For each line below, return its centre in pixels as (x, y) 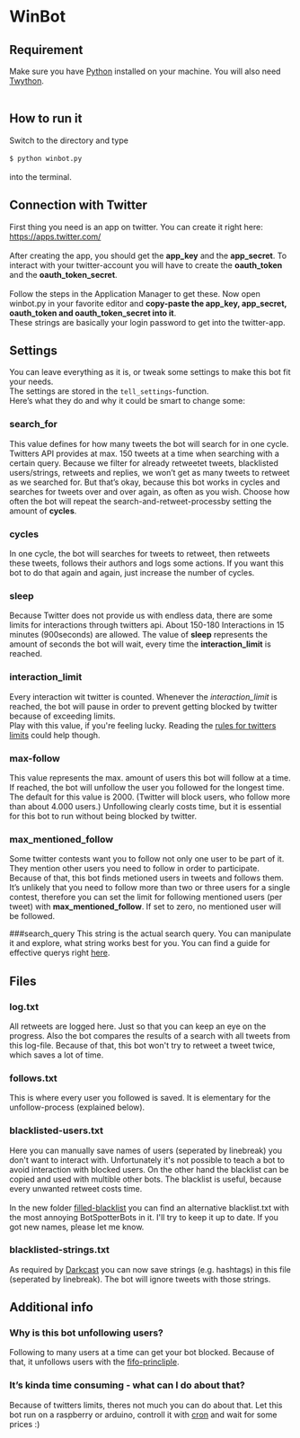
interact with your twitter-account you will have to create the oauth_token (146, 265)
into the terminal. (40, 176)
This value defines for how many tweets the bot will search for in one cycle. (149, 443)
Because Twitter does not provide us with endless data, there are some (141, 616)
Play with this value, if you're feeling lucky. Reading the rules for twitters (143, 725)
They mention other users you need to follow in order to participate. (135, 869)
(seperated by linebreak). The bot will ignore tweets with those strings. (140, 1279)
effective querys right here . (60, 953)
